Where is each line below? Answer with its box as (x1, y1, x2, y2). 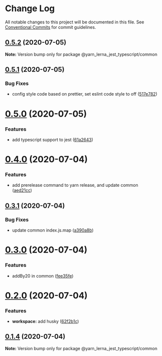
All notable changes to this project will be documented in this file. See (5, 19, 145, 25)
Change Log (5, 3, 55, 14)
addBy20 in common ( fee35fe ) (12, 273, 74, 278)
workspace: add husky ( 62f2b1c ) (12, 318, 79, 324)
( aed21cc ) (12, 187, 32, 193)
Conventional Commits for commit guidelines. (5, 24, 96, 30)
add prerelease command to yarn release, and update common (12, 182, 138, 188)
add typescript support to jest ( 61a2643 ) (12, 137, 94, 142)
